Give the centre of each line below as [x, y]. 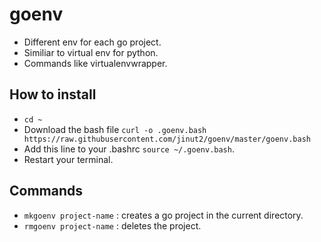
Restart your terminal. [68, 159]
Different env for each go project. [92, 42]
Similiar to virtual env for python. [91, 52]
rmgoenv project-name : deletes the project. [112, 225]
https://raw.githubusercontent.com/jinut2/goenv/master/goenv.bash [167, 139]
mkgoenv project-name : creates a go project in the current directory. [163, 215]
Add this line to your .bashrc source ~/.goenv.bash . [129, 149]
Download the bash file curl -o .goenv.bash [115, 129]
